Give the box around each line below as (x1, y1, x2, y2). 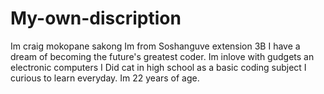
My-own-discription (10, 7, 182, 30)
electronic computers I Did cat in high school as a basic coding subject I (10, 61, 307, 73)
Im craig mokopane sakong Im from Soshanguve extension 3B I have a (10, 40, 301, 52)
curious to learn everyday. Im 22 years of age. (10, 72, 200, 84)
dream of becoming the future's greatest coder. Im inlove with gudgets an (10, 50, 315, 62)
